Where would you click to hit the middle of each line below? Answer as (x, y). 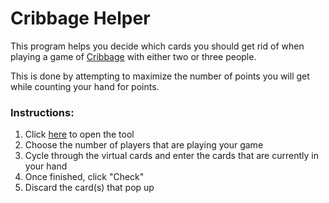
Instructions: (42, 112)
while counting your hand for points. (85, 86)
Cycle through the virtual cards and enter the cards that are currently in (171, 156)
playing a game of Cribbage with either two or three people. (133, 56)
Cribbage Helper (80, 18)
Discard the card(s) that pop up (89, 188)
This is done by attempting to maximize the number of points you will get (160, 76)
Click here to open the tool (79, 134)
